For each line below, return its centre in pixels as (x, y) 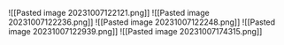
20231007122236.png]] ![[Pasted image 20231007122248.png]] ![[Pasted (142, 22)
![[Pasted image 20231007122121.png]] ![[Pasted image (109, 13)
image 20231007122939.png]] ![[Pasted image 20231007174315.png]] (135, 31)
